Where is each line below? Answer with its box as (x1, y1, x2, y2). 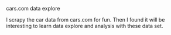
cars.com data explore (6, 5, 60, 12)
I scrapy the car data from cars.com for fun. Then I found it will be (6, 16, 165, 23)
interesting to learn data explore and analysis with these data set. (6, 23, 163, 29)
